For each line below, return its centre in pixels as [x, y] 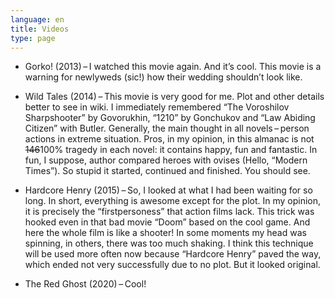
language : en [37, 19]
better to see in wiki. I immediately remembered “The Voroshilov [157, 107]
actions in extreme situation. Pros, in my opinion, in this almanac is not [169, 139]
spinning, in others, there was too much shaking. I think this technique [169, 243]
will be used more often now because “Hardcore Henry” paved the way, [173, 254]
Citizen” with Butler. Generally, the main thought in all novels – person [167, 128]
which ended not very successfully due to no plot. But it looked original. [172, 265]
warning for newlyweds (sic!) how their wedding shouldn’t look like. [163, 77]
